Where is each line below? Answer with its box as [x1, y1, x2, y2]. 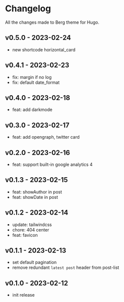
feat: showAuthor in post [12, 189, 62, 195]
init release [12, 292, 35, 298]
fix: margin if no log [12, 74, 52, 80]
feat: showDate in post [12, 194, 58, 200]
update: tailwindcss [12, 222, 52, 227]
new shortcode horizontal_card [12, 46, 75, 52]
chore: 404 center [12, 226, 49, 232]
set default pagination [12, 260, 57, 265]
